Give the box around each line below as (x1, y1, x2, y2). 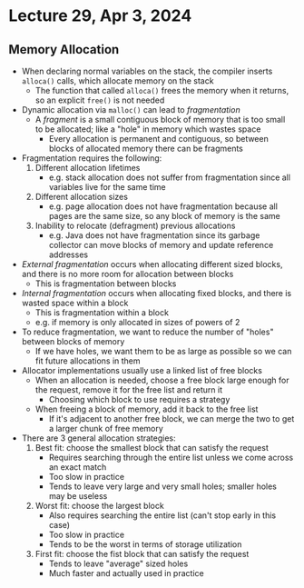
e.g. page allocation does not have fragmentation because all (48, 201, 279, 212)
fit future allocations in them (34, 355, 142, 366)
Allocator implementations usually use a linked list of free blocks (21, 365, 262, 375)
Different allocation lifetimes (34, 163, 141, 173)
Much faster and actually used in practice (48, 568, 205, 578)
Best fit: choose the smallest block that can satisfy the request (34, 443, 269, 453)
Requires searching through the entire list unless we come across (48, 452, 294, 463)
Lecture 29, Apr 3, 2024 (8, 5, 192, 26)
